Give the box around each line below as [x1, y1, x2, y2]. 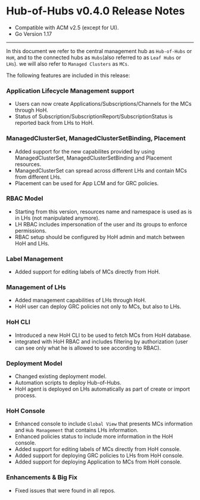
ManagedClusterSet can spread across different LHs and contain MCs [14, 167, 187, 174]
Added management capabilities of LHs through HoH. [14, 297, 147, 304]
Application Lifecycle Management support [6, 87, 135, 95]
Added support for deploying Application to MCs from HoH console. [14, 458, 182, 465]
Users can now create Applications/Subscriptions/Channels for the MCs [14, 100, 192, 108]
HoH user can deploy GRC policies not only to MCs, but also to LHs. [14, 303, 182, 310]
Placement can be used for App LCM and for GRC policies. [14, 179, 159, 186]
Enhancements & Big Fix [6, 473, 77, 481]
